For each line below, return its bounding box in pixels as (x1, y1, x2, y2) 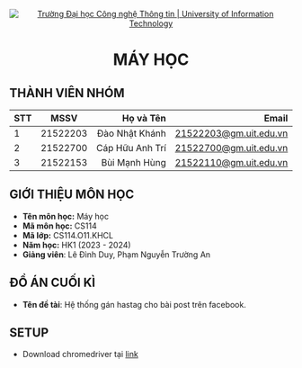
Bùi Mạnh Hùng (101, 157, 166, 168)
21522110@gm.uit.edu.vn (174, 157, 289, 168)
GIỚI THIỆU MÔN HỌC (9, 187, 135, 202)
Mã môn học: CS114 (22, 220, 97, 231)
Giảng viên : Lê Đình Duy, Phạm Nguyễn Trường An (22, 248, 211, 260)
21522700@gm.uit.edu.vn (174, 142, 289, 154)
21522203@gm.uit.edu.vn (174, 127, 289, 139)
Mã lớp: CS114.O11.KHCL (22, 229, 114, 240)
